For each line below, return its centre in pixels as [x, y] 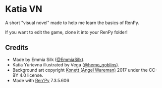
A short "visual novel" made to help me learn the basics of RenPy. [72, 23]
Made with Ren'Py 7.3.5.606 [41, 80]
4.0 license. [31, 75]
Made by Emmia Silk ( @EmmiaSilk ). [49, 59]
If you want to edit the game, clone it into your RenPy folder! [66, 32]
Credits [17, 48]
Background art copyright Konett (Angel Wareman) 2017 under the [80, 70]
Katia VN [24, 9]
